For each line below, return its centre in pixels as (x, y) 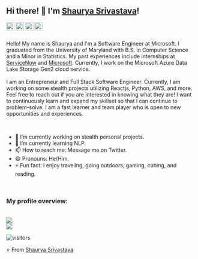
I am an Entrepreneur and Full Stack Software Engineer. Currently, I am (94, 82)
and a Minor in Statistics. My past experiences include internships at (91, 56)
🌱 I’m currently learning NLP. (50, 143)
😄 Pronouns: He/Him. (42, 158)
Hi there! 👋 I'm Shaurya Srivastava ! (73, 11)
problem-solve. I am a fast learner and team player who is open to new (94, 107)
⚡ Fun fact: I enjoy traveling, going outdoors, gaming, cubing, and (96, 165)
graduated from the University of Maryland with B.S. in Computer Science (97, 50)
